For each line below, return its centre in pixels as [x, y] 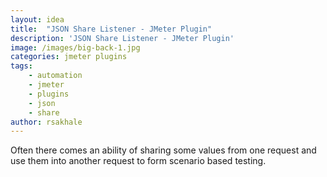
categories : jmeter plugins [69, 57]
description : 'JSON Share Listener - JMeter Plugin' [122, 38]
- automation [55, 76]
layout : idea [37, 19]
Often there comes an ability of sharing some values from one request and [163, 150]
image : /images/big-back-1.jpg [75, 47]
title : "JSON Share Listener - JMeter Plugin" [111, 29]
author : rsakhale [46, 122]
